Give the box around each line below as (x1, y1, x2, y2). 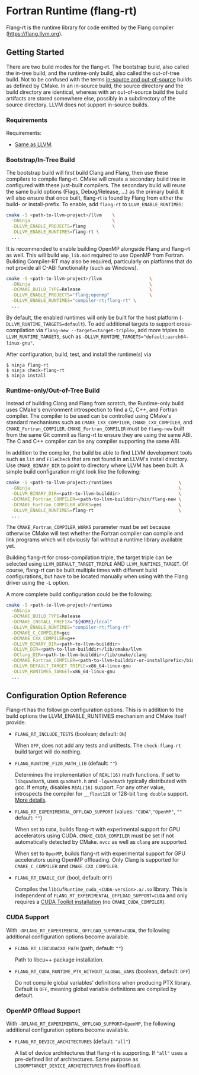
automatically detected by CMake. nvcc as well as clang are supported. (14, 838, 188, 846)
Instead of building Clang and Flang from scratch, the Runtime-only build (6, 400, 184, 407)
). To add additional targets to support (82, 320, 176, 327)
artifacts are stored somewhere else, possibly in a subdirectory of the (6, 94, 176, 102)
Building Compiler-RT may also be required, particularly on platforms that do (6, 257, 192, 265)
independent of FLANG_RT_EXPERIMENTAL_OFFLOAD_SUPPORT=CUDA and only (14, 892, 188, 899)
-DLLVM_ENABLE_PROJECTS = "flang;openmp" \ (11, 292, 152, 298)
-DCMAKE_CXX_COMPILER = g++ (11, 635, 76, 641)
